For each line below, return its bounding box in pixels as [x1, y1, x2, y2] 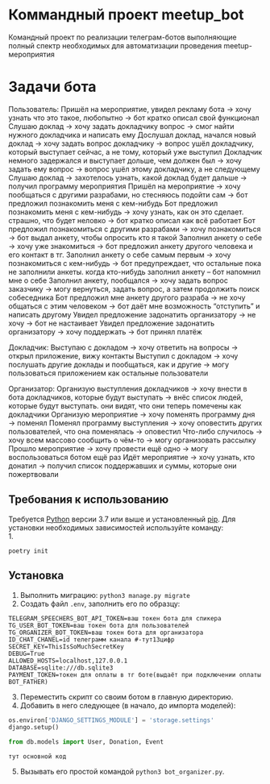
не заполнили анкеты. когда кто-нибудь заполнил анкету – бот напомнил [8, 267, 261, 276]
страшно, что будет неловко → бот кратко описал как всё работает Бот [8, 215, 256, 225]
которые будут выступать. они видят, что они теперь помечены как [8, 400, 242, 410]
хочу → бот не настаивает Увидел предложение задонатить [8, 318, 215, 328]
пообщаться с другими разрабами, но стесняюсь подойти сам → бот [8, 189, 248, 199]
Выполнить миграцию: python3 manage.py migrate [19, 590, 191, 599]
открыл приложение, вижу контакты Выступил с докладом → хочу [8, 351, 239, 360]
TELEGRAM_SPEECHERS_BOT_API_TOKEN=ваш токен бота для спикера [8, 614, 222, 622]
